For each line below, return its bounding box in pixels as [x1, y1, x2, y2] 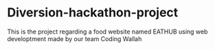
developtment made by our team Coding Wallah [7, 34, 142, 42]
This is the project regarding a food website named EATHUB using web [7, 27, 208, 36]
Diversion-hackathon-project [7, 5, 179, 21]
